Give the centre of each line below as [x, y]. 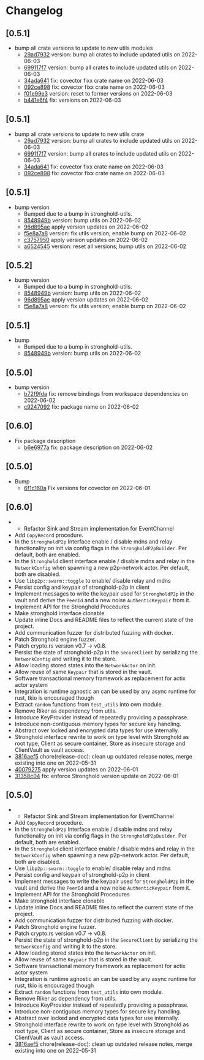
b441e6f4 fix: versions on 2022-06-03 [72, 100]
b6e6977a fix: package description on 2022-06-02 [88, 447]
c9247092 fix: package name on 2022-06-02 [81, 407]
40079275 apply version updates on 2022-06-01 [76, 769]
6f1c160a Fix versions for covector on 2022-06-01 [87, 488]
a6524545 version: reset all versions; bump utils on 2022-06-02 [105, 246]
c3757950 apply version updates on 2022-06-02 [86, 240]
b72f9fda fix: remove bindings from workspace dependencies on [106, 394]
